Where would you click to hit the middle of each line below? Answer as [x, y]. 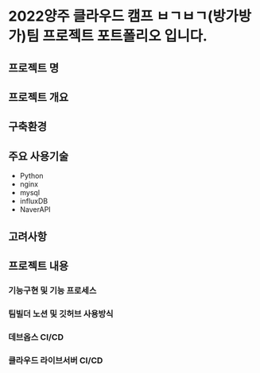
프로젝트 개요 [39, 97]
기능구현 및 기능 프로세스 [52, 290]
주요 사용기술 [39, 156]
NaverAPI [35, 210]
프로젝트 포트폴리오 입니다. [125, 36]
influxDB [34, 201]
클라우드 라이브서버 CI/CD [56, 360]
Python [31, 176]
